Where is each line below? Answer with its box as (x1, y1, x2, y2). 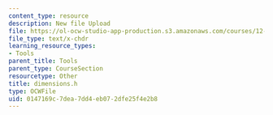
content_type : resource (8, 11, 89, 20)
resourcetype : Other (8, 72, 79, 80)
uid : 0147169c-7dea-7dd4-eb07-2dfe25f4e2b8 (8, 95, 158, 103)
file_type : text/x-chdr (8, 34, 89, 43)
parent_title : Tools (8, 57, 79, 66)
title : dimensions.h (8, 79, 79, 87)
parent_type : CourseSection (8, 65, 104, 73)
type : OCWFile (8, 87, 57, 96)
